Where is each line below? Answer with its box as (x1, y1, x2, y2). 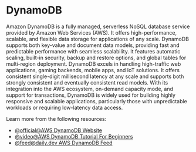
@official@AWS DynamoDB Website (14, 127, 103, 134)
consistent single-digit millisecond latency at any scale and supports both (6, 73, 184, 80)
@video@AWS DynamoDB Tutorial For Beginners (14, 133, 133, 140)
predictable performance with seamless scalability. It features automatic (6, 48, 181, 55)
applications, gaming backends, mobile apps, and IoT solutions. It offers (6, 66, 180, 73)
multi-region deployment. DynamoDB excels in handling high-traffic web (6, 60, 181, 67)
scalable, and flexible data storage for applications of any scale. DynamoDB (6, 35, 190, 42)
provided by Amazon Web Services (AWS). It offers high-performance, (6, 29, 177, 36)
